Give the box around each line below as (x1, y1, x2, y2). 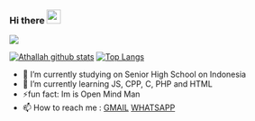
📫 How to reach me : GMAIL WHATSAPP (22, 102, 176, 113)
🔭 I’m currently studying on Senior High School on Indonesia (22, 69, 246, 80)
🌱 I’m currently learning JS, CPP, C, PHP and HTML (22, 79, 214, 89)
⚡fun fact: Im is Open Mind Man (22, 88, 141, 99)
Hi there (9, 14, 45, 26)
